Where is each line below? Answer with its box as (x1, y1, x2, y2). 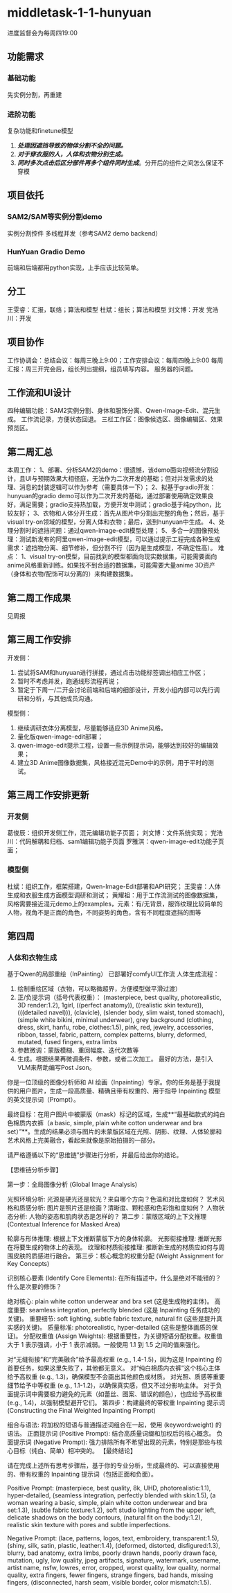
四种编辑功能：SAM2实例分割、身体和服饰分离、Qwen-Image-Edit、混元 (7, 407, 215, 415)
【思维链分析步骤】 (7, 1165, 62, 1174)
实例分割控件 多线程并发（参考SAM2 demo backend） (7, 229, 161, 237)
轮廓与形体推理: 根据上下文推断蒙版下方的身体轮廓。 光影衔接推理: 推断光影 (7, 1235, 222, 1243)
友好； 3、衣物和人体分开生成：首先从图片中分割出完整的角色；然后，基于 (12, 509, 225, 518)
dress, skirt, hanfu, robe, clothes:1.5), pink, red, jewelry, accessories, (17, 1023, 213, 1032)
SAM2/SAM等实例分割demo (7, 212, 102, 222)
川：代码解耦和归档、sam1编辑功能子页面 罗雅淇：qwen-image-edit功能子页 (7, 837, 224, 846)
